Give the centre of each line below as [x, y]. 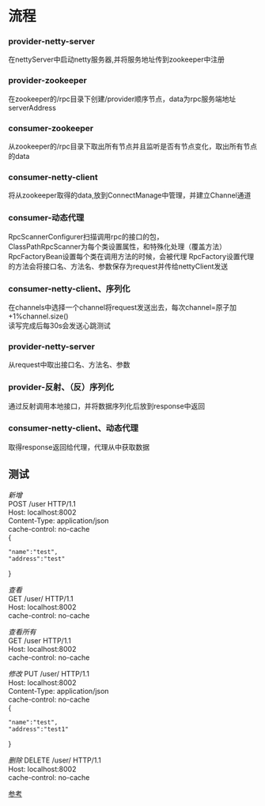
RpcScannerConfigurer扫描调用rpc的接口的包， [86, 236]
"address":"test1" [38, 729]
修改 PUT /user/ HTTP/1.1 [49, 673]
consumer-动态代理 [46, 218]
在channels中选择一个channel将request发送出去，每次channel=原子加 [123, 307]
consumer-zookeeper [51, 128]
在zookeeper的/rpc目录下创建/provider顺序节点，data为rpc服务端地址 [122, 99]
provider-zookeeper [47, 81]
